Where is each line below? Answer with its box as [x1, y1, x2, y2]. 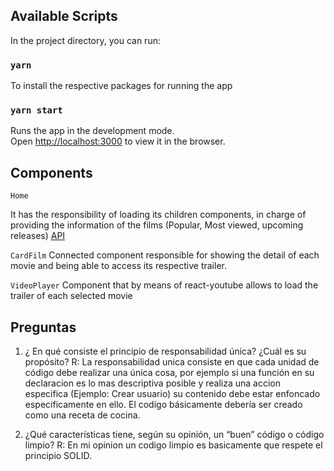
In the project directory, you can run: [10, 34, 161, 46]
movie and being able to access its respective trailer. [10, 260, 227, 272]
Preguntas [10, 319, 77, 336]
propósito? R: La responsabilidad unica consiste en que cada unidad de [24, 356, 320, 368]
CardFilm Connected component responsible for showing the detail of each [10, 249, 320, 261]
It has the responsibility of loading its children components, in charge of [10, 209, 307, 221]
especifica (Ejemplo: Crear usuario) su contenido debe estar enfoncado [24, 388, 321, 400]
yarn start [10, 105, 63, 116]
